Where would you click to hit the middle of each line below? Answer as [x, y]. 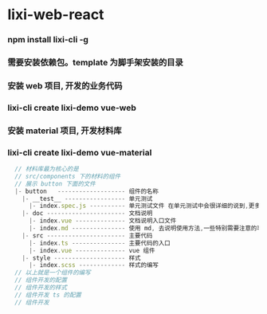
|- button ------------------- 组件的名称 [86, 191]
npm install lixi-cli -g [48, 40]
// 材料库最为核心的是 [47, 169]
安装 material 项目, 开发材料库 [65, 131]
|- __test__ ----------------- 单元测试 [87, 198]
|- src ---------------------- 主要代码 [87, 235]
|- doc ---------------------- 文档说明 [87, 214]
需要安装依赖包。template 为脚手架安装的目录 [96, 63]
